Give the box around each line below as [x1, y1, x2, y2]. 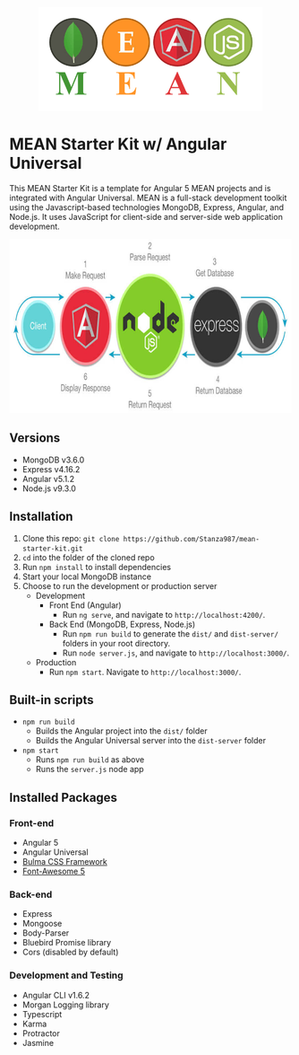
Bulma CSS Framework [21, 857, 107, 867]
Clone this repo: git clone [21, 532, 120, 543]
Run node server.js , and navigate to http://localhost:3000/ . [62, 647, 290, 658]
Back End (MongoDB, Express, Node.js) [48, 619, 196, 629]
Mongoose [21, 919, 63, 929]
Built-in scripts [9, 692, 94, 708]
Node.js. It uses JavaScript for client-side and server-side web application [9, 211, 284, 222]
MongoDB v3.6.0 [21, 454, 85, 465]
